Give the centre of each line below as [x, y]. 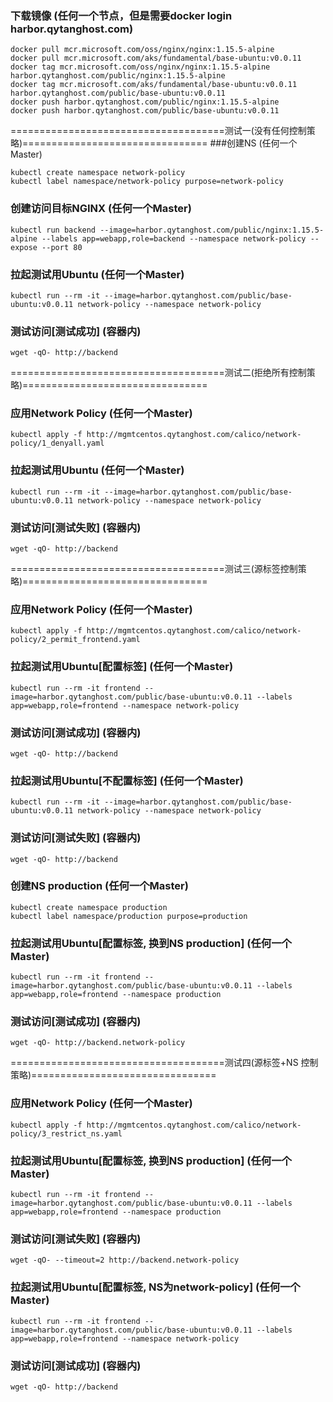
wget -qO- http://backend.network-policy [98, 1043]
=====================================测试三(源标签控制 [154, 569]
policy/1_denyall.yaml [57, 443]
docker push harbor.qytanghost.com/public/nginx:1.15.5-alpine [145, 102]
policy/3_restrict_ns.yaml [66, 1133]
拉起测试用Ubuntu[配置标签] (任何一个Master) [122, 667]
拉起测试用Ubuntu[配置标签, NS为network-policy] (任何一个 [155, 1287]
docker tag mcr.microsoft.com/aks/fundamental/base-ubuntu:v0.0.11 [154, 85]
